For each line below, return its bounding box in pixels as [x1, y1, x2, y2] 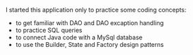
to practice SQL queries [15, 26, 83, 34]
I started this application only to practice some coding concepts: [5, 6, 187, 14]
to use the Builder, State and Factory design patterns [15, 41, 164, 48]
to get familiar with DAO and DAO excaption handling [15, 19, 164, 26]
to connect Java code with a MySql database [15, 33, 143, 41]
